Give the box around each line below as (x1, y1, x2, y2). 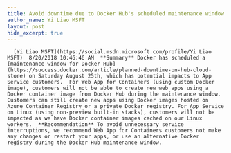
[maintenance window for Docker (7, 60, 100, 68)
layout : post (7, 23, 45, 30)
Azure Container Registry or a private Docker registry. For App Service (7, 103, 225, 110)
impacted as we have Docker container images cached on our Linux (7, 115, 203, 122)
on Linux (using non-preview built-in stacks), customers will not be (7, 109, 215, 116)
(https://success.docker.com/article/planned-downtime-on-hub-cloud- (7, 66, 212, 73)
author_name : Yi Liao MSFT (7, 17, 85, 24)
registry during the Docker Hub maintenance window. (7, 139, 163, 146)
